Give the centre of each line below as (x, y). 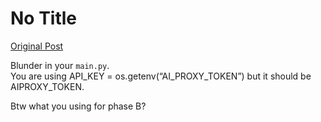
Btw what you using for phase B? (78, 106)
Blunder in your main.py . (60, 65)
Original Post (37, 46)
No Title (44, 18)
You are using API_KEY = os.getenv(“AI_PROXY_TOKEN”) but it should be (161, 76)
